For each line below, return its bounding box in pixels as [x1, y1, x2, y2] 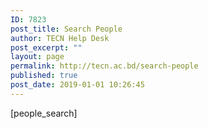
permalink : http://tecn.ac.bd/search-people [10, 61, 199, 71]
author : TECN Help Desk [10, 33, 110, 43]
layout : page [10, 52, 65, 62]
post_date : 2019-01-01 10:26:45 [10, 80, 145, 90]
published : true [10, 71, 78, 81]
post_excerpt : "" [10, 42, 83, 53]
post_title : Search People [10, 24, 123, 34]
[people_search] [10, 107, 78, 119]
